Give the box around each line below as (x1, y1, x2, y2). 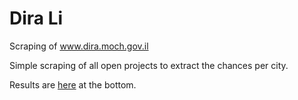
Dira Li (9, 7, 64, 30)
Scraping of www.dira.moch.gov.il (9, 40, 149, 52)
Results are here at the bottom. (9, 78, 137, 91)
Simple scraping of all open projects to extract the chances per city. (9, 59, 289, 71)
